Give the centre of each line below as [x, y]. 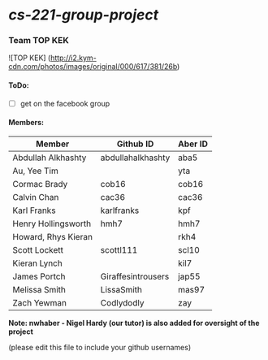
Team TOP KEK [39, 41]
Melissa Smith [39, 289]
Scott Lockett [38, 249]
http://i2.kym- [73, 58]
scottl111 [119, 249]
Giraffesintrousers [135, 276]
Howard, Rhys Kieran [53, 236]
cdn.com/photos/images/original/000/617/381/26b [93, 67]
